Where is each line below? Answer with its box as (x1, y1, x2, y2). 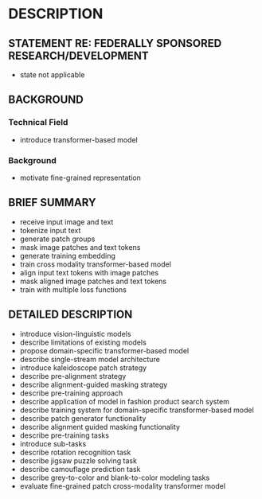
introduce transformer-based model (19, 134, 138, 144)
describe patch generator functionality (19, 413, 147, 423)
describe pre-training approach (19, 388, 123, 398)
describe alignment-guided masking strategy (19, 380, 168, 389)
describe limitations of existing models (19, 337, 147, 347)
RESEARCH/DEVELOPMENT (8, 49, 149, 62)
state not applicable (19, 70, 85, 80)
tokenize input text (19, 225, 81, 235)
